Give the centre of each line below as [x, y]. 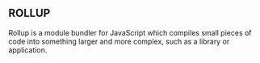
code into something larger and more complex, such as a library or [119, 41]
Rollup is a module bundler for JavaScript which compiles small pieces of [130, 32]
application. [28, 50]
